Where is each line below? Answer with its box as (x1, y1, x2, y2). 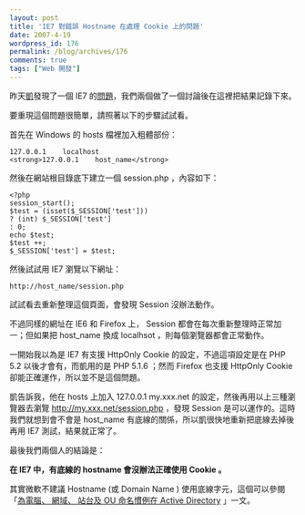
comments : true (9, 56, 67, 65)
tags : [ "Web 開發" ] (9, 65, 81, 74)
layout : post (9, 13, 59, 23)
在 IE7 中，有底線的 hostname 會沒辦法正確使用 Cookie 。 (9, 464, 227, 475)
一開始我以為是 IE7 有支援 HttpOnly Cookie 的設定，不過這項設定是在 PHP (9, 348, 286, 360)
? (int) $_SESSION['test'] (9, 214, 112, 223)
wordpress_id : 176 (9, 38, 79, 48)
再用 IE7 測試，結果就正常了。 (9, 425, 121, 436)
